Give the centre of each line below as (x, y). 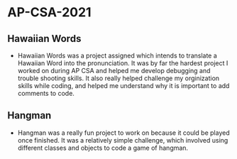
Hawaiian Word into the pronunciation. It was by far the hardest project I (123, 63)
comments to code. (46, 93)
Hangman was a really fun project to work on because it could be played (123, 133)
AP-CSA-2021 (49, 12)
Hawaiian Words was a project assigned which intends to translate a (117, 55)
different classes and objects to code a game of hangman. (103, 148)
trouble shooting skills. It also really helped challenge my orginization (118, 78)
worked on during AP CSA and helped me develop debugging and (114, 71)
